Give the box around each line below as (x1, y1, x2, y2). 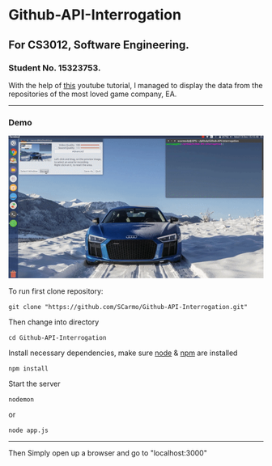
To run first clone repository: (8, 286, 104, 296)
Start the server (8, 379, 61, 388)
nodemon (8, 395, 35, 404)
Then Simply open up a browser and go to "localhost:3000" (8, 447, 208, 458)
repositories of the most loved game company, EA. (8, 89, 177, 99)
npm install (8, 364, 49, 373)
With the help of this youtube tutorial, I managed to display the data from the (8, 80, 263, 90)
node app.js (8, 426, 49, 434)
